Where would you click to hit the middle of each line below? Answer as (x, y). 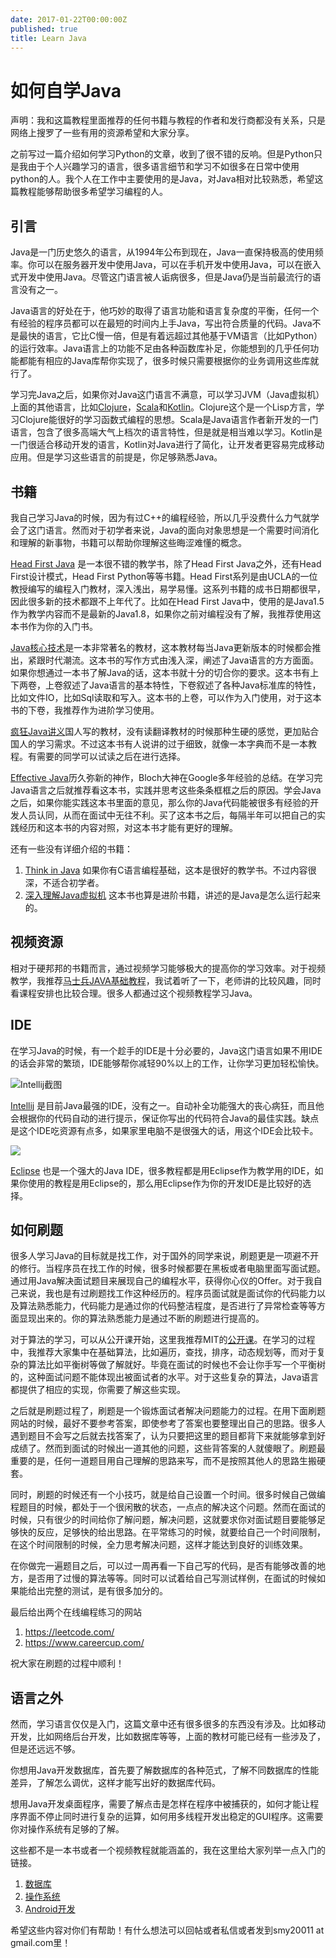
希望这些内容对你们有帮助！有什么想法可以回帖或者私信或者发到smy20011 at (167, 1930)
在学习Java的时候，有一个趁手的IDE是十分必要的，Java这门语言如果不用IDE (166, 1050)
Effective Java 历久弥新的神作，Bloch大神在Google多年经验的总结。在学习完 (166, 777)
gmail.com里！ (41, 1943)
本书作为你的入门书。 (54, 626)
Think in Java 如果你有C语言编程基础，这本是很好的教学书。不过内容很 (170, 870)
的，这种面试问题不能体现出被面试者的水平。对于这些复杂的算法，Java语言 (165, 1377)
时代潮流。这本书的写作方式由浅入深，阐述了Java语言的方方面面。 (182, 660)
